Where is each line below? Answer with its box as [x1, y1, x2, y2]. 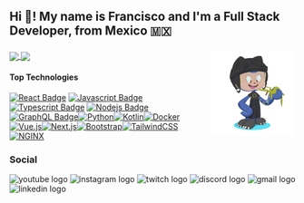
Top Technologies [9, 72, 79, 82]
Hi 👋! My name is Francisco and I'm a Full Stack [9, 9, 280, 24]
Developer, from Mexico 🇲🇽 [9, 24, 172, 39]
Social [9, 153, 38, 166]
